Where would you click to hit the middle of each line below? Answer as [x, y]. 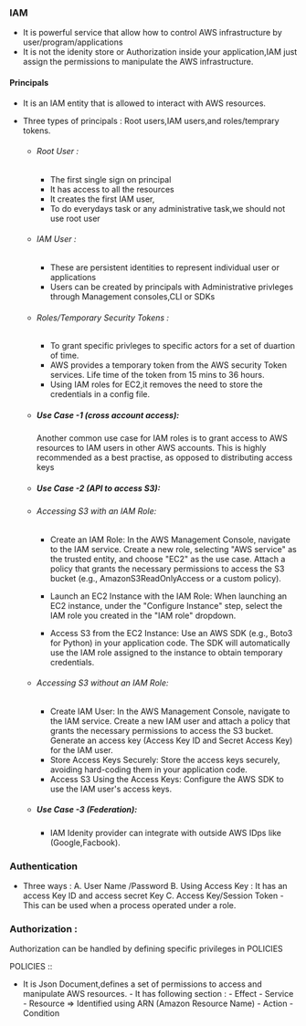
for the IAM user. [81, 749]
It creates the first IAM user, [102, 199]
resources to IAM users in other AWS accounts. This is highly [151, 448]
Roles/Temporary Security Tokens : [103, 318]
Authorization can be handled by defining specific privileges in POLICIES [146, 949]
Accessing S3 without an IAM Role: [102, 683]
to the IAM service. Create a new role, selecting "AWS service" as [173, 549]
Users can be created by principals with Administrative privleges [172, 287]
